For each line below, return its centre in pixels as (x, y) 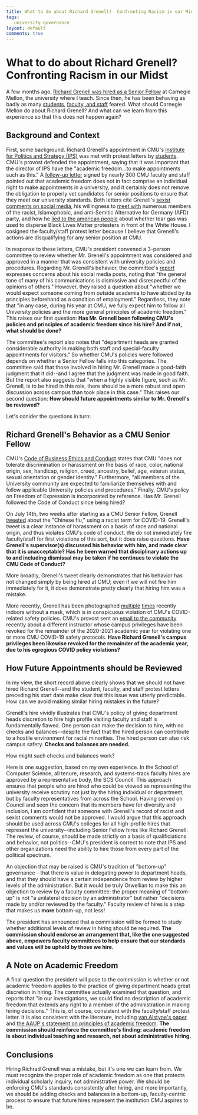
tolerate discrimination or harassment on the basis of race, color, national (95, 464)
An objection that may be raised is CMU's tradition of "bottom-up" (86, 866)
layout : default (26, 28)
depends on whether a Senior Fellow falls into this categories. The (86, 360)
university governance (42, 22)
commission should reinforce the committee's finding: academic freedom (98, 1030)
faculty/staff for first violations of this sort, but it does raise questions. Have (98, 539)
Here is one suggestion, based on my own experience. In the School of (92, 767)
